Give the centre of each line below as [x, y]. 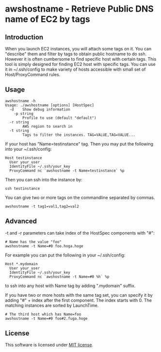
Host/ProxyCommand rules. [33, 74]
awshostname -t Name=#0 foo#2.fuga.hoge [47, 319]
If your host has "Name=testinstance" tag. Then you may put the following [79, 144]
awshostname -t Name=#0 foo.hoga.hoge [44, 246]
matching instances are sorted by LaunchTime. [52, 305]
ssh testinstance [23, 188]
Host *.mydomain [21, 264]
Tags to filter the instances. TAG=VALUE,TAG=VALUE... [79, 135]
